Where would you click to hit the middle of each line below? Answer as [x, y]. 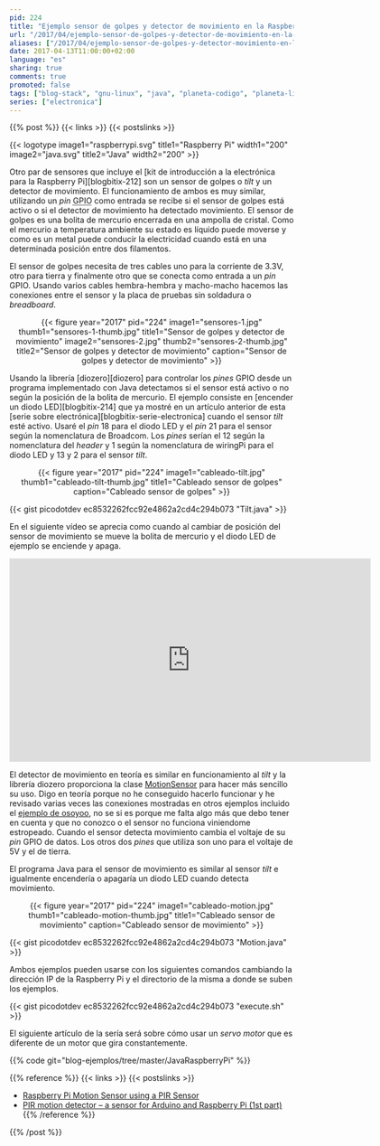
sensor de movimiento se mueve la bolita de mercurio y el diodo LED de [143, 536]
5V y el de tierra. [40, 851]
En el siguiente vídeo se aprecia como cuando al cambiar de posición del [145, 527]
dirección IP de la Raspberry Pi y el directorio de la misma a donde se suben [151, 979]
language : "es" [38, 60]
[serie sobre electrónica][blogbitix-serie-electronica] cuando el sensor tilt [146, 417]
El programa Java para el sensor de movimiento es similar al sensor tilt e [144, 869]
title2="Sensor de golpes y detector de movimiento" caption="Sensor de [152, 351]
